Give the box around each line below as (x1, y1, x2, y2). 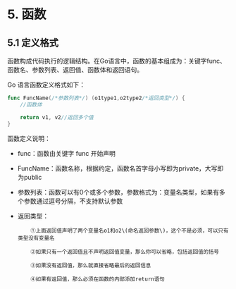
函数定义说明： (7, 134, 51, 142)
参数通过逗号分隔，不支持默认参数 (23, 197, 123, 205)
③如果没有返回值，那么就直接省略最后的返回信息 (30, 262, 151, 269)
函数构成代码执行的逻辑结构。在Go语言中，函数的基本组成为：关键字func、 (7, 57, 227, 65)
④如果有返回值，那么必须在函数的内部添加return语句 (30, 276, 165, 283)
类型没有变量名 (17, 234, 55, 242)
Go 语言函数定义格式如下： (7, 80, 86, 89)
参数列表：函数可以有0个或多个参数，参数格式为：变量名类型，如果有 (17, 187, 220, 196)
